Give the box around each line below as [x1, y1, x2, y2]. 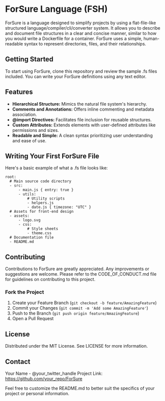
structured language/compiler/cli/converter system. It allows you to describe [5, 25, 161, 31]
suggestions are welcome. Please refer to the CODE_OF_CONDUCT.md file [5, 271, 157, 277]
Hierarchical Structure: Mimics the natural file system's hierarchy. [12, 101, 147, 107]
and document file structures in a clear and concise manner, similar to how [5, 30, 157, 36]
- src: [9, 183, 23, 188]
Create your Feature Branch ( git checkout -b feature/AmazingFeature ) [12, 300, 157, 306]
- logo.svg [18, 218, 41, 223]
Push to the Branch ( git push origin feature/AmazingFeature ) [12, 310, 139, 317]
